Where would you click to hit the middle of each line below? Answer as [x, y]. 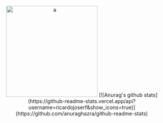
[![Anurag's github [121, 95]
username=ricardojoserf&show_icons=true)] [82, 107]
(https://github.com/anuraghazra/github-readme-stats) [82, 113]
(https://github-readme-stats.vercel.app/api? [82, 101]
